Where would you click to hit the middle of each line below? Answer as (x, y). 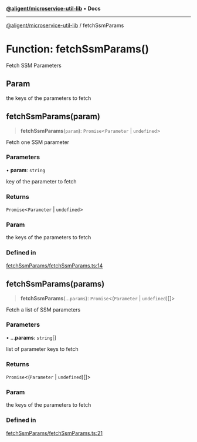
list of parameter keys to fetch (43, 349)
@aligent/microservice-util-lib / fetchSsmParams (65, 25)
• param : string (26, 170)
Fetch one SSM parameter (38, 142)
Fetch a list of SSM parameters (43, 309)
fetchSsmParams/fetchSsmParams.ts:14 (55, 265)
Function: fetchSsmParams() (78, 49)
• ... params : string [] (31, 337)
